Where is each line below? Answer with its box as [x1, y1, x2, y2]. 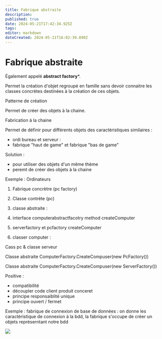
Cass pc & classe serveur [5, 244, 57, 250]
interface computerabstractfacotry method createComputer [12, 215, 136, 221]
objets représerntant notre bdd [5, 319, 68, 325]
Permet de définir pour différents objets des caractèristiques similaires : [5, 127, 153, 133]
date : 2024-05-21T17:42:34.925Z [5, 21, 72, 26]
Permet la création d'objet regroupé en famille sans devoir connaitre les [5, 83, 152, 89]
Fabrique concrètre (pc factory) [12, 186, 78, 192]
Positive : [5, 273, 24, 279]
